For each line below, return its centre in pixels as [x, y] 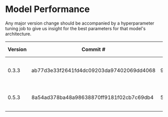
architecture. [18, 34]
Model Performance [47, 9]
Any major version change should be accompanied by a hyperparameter [80, 23]
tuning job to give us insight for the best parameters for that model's [75, 28]
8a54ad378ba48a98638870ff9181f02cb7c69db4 [93, 97]
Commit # [94, 49]
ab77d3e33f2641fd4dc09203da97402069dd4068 [94, 70]
